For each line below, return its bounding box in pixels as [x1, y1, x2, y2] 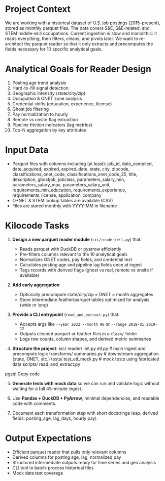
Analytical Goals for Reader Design [5, 63, 152, 75]
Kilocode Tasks [5, 220, 69, 231]
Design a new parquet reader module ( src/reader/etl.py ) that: [12, 236, 142, 242]
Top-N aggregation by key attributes [12, 127, 86, 133]
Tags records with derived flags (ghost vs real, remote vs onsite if [19, 267, 153, 273]
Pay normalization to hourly [12, 111, 68, 117]
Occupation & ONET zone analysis [12, 95, 82, 101]
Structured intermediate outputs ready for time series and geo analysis [12, 459, 156, 465]
